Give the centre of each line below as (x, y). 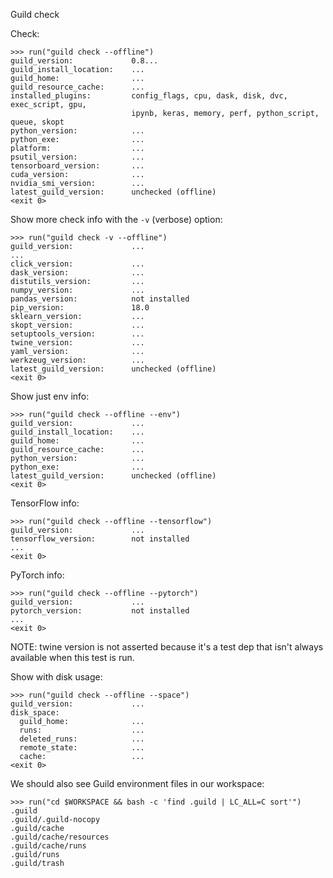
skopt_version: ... (77, 325)
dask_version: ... (77, 273)
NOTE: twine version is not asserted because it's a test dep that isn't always (167, 647)
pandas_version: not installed (100, 299)
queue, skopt (37, 122)
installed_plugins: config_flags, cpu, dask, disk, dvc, (149, 96)
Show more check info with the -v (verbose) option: (116, 219)
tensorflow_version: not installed (100, 539)
